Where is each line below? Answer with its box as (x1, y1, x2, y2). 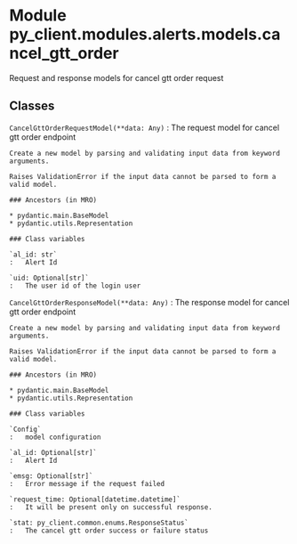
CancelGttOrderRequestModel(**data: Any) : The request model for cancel (9, 122, 280, 133)
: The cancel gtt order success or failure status (9, 526, 209, 535)
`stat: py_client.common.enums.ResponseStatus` (9, 518, 189, 527)
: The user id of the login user (9, 281, 141, 290)
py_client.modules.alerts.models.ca (9, 24, 281, 45)
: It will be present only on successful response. (9, 502, 213, 512)
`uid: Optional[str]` (9, 273, 90, 282)
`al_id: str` (9, 250, 58, 259)
